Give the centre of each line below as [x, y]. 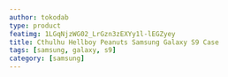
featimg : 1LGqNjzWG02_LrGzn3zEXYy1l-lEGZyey [92, 34]
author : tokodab [39, 17]
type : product [35, 26]
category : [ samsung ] [47, 58]
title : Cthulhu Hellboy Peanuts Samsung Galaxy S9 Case [114, 42]
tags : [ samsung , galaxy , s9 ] [63, 50]
